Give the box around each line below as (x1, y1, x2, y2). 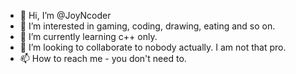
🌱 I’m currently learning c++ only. (19, 31, 158, 42)
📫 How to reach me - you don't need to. (19, 53, 187, 64)
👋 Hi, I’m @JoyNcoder (19, 10, 112, 21)
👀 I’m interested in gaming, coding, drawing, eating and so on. (19, 20, 276, 32)
